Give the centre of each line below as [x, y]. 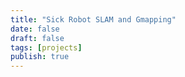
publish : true [40, 57]
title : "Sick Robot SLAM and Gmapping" [93, 19]
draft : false [37, 38]
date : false [35, 29]
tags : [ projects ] [46, 47]
